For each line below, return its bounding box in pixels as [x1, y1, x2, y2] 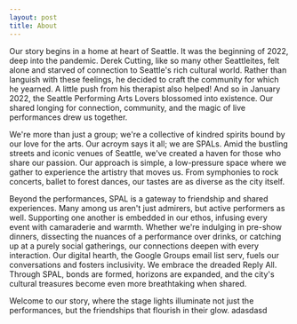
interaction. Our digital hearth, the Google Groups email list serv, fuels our [9, 249, 280, 260]
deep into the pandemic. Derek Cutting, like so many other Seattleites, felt [9, 55, 280, 66]
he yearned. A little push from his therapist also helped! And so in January [9, 83, 281, 94]
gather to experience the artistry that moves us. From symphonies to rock [9, 166, 279, 178]
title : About [9, 21, 58, 30]
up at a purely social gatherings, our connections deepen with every [9, 241, 260, 251]
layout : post [9, 12, 58, 22]
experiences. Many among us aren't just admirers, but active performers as [9, 202, 285, 213]
